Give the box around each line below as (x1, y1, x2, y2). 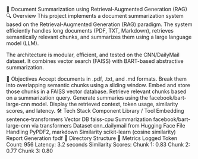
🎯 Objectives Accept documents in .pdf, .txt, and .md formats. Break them (6, 75, 187, 82)
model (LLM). (6, 40, 39, 47)
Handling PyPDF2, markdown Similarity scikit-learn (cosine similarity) (6, 128, 177, 135)
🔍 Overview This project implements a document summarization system (6, 12, 184, 19)
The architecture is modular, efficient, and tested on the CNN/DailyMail (6, 51, 180, 58)
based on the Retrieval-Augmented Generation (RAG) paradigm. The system (6, 21, 193, 28)
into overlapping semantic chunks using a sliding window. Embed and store (6, 82, 190, 88)
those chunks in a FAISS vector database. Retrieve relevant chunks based (6, 88, 187, 95)
